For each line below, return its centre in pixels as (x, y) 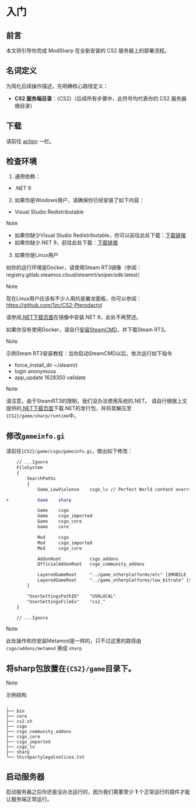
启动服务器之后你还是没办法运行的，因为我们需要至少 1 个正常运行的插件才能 (98, 792)
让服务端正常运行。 (29, 799)
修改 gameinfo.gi (36, 436)
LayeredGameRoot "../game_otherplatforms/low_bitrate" (110, 580)
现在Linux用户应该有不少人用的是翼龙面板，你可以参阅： (74, 298)
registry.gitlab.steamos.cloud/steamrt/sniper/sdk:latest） (74, 275)
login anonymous (35, 372)
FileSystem (30, 468)
